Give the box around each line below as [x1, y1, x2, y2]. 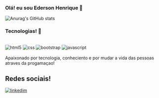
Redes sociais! [5, 74, 51, 83]
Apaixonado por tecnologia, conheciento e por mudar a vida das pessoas [5, 55, 155, 61]
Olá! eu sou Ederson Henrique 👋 [5, 4, 83, 11]
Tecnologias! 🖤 [5, 28, 42, 35]
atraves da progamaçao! [5, 60, 55, 66]
